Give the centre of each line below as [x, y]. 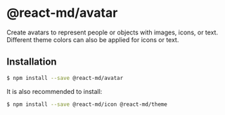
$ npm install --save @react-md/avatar [65, 78]
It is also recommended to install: [54, 91]
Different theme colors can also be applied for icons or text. [93, 39]
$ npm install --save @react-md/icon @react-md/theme [87, 104]
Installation [32, 62]
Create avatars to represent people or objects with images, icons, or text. [112, 32]
